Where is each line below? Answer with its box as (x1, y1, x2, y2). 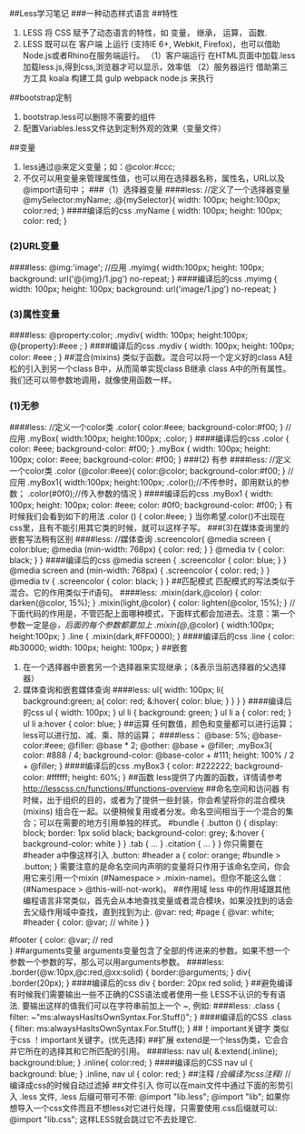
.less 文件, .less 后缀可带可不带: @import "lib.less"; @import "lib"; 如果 (19, 1090, 283, 1102)
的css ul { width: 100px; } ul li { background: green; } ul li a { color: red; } (22, 707, 292, 718)
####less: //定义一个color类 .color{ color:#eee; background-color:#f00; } (9, 421, 284, 432)
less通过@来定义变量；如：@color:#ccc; (22, 162, 175, 172)
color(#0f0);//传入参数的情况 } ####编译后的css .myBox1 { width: (29, 487, 274, 498)
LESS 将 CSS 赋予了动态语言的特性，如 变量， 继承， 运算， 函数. (22, 27, 268, 38)
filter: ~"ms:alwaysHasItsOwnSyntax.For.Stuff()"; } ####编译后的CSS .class (9, 1011, 292, 1022)
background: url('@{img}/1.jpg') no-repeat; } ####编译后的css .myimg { (9, 274, 278, 285)
